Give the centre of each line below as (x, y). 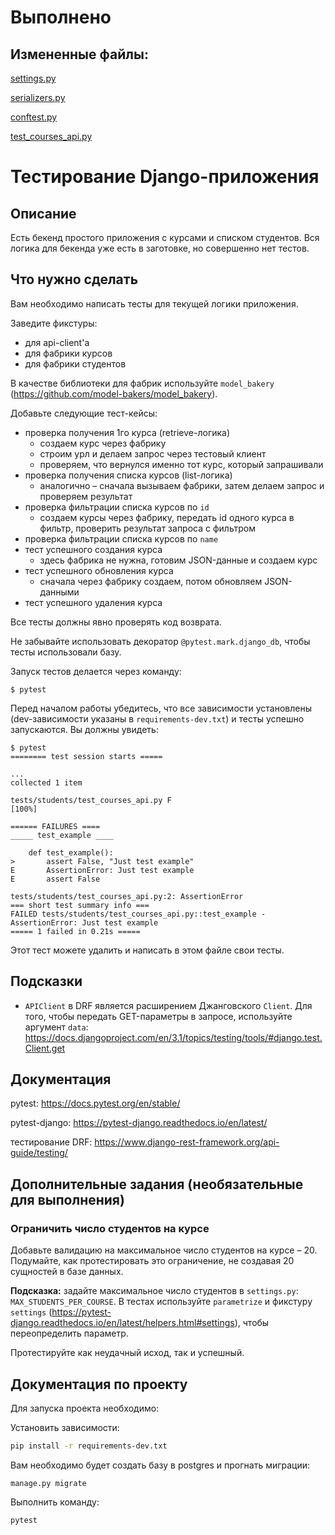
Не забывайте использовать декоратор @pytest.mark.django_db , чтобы (160, 641)
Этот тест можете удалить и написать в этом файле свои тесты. (147, 950)
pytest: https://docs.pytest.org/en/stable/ (95, 1103)
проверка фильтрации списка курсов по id (117, 507)
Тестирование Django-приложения (165, 177)
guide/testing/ (39, 1153)
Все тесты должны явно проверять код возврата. (116, 622)
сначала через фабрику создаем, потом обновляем (151, 581)
